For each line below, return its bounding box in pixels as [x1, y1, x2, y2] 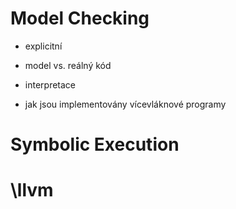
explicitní [24, 40, 63, 52]
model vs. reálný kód [24, 59, 112, 71]
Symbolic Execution [10, 133, 180, 156]
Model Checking [10, 7, 150, 30]
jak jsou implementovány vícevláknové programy [24, 98, 227, 110]
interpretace [24, 78, 76, 91]
